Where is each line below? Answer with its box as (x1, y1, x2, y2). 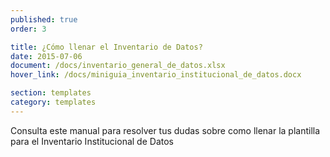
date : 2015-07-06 (10, 51, 83, 61)
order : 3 (10, 24, 47, 34)
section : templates (10, 88, 92, 98)
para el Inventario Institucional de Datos (10, 135, 174, 147)
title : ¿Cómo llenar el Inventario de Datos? (10, 42, 203, 52)
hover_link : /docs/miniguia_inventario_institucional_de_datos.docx (10, 70, 302, 80)
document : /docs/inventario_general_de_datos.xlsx (10, 61, 226, 71)
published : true (10, 14, 78, 25)
